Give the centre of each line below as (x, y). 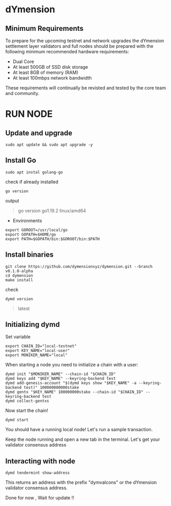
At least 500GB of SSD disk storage (50, 67)
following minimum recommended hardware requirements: (67, 52)
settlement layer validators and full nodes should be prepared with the (79, 46)
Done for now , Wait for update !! (40, 498)
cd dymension (19, 276)
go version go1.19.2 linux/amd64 (52, 210)
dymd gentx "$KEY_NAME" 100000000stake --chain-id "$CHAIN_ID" (74, 392)
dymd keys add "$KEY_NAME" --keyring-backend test (61, 379)
